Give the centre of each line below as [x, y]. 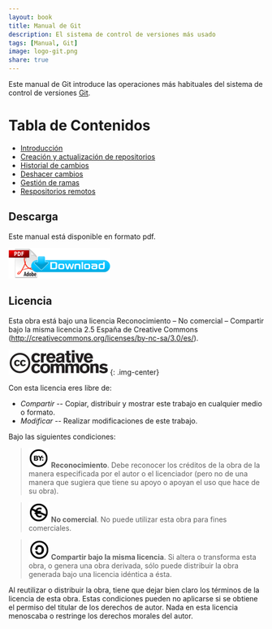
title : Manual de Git [45, 26]
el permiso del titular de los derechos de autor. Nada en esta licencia [123, 607]
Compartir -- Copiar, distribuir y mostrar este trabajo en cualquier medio [141, 403]
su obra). [43, 491]
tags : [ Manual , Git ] [43, 43]
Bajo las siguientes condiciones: [62, 436]
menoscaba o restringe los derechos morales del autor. [101, 616]
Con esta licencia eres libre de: [60, 388]
